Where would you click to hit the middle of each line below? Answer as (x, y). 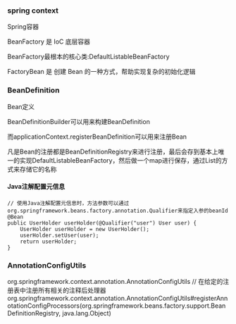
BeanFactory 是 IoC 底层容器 (49, 42)
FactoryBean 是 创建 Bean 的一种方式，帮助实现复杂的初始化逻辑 (101, 72)
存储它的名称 (38, 169)
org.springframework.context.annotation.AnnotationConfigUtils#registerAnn (118, 299)
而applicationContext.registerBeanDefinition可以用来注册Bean (97, 137)
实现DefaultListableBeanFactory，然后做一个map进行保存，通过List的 (120, 160)
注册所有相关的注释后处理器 (66, 290)
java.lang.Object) (87, 313)
